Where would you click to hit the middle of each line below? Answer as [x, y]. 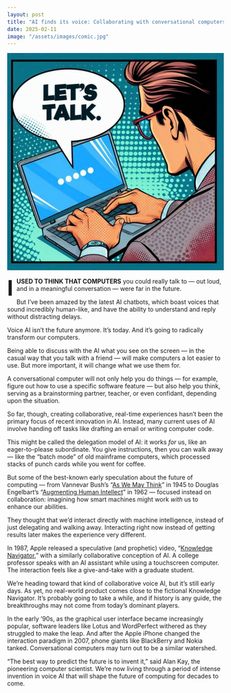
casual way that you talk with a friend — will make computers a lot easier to [114, 358]
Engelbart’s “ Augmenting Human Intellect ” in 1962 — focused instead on [109, 492]
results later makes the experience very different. [77, 535]
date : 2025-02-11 [32, 29]
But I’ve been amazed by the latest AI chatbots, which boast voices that [118, 302]
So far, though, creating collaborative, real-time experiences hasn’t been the [115, 414]
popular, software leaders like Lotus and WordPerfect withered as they [107, 626]
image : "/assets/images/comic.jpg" [58, 37]
